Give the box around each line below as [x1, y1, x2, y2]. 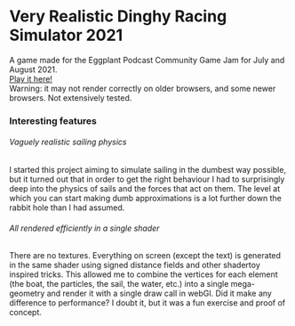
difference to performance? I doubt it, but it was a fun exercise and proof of [9, 297, 286, 308]
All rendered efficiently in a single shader [9, 223, 160, 233]
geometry [9, 288, 45, 299]
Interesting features [9, 114, 98, 126]
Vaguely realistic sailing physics [9, 136, 127, 148]
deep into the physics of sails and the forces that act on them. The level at [9, 183, 281, 194]
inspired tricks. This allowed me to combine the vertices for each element [9, 269, 278, 280]
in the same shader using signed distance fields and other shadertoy [9, 260, 260, 271]
